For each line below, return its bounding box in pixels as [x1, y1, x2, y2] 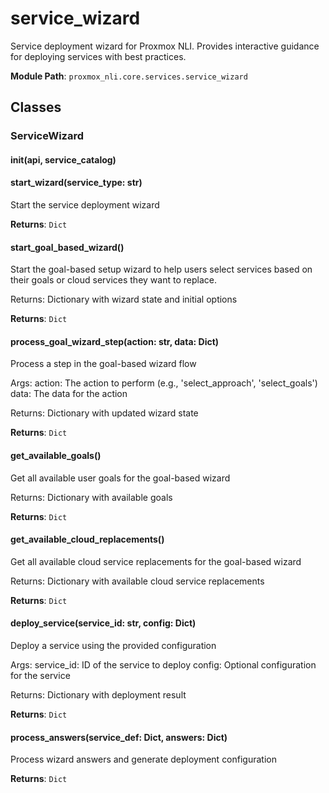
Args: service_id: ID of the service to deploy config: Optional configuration [10, 659, 317, 671]
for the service [10, 670, 71, 682]
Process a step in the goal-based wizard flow [10, 358, 197, 370]
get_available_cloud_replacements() [10, 533, 165, 546]
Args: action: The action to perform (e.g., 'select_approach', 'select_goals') [10, 377, 318, 389]
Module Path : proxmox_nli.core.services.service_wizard [10, 70, 248, 82]
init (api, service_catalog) [10, 153, 117, 166]
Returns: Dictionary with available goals [10, 491, 173, 503]
